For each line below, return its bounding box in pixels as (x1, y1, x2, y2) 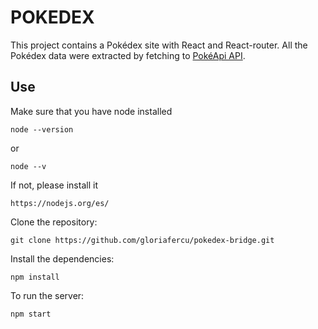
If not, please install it (10, 179, 98, 191)
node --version (10, 124, 74, 135)
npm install (10, 272, 60, 282)
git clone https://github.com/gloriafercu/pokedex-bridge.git (10, 235, 275, 245)
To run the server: (10, 289, 85, 301)
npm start (10, 309, 52, 319)
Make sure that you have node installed (10, 105, 173, 117)
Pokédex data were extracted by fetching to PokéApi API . (10, 49, 246, 61)
